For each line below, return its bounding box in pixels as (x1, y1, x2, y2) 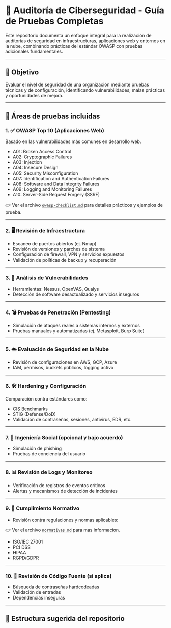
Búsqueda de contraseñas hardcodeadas (12, 584, 99, 590)
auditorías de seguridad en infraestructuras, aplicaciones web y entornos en (5, 38, 165, 44)
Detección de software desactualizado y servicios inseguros (12, 291, 140, 297)
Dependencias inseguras (12, 595, 65, 601)
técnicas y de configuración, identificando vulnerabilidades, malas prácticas (5, 87, 165, 93)
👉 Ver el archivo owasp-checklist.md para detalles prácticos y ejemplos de (5, 202, 163, 208)
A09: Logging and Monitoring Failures (12, 186, 92, 192)
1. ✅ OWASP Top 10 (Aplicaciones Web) (5, 127, 104, 134)
